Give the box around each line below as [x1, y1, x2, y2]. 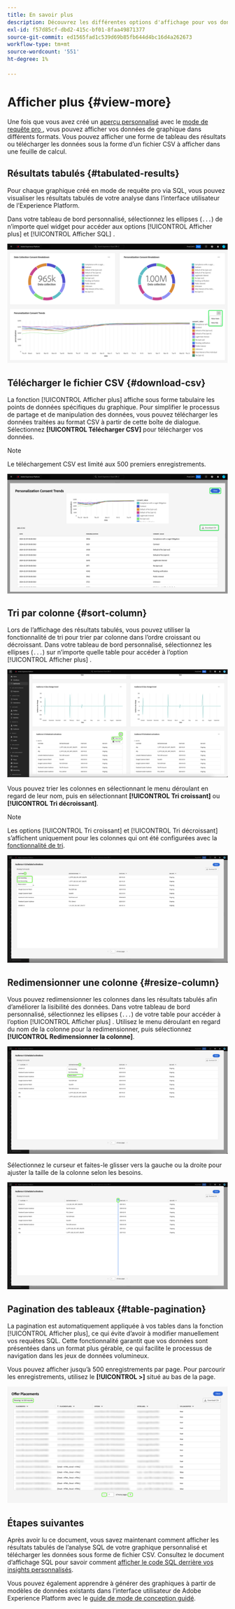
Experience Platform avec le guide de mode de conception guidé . [7, 1594, 196, 1603]
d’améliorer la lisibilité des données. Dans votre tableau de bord [7, 1002, 190, 1011]
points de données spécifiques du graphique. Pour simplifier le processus [7, 403, 220, 411]
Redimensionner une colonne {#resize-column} [7, 976, 220, 988]
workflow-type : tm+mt [7, 41, 71, 48]
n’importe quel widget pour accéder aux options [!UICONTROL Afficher [7, 222, 213, 231]
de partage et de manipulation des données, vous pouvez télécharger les [7, 410, 218, 419]
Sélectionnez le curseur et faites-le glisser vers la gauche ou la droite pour [7, 1161, 222, 1169]
